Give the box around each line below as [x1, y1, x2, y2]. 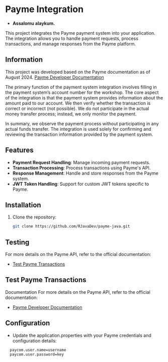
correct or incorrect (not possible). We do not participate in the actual [5, 105, 149, 112]
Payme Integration [5, 4, 84, 15]
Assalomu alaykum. [12, 20, 55, 26]
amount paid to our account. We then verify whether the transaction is [5, 100, 151, 106]
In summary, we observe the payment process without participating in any [5, 120, 159, 127]
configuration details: [12, 337, 57, 344]
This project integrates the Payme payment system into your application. [5, 30, 156, 36]
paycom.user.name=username [10, 347, 66, 352]
